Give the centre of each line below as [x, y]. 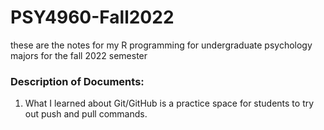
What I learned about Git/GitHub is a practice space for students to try [169, 103]
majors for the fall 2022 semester [79, 55]
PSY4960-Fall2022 [92, 17]
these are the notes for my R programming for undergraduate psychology [161, 45]
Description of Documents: [77, 81]
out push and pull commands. [86, 114]
